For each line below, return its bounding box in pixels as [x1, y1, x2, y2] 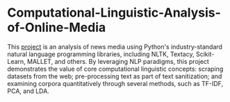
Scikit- [195, 50, 215, 58]
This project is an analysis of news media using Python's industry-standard [7, 42, 222, 51]
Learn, [7, 57, 26, 65]
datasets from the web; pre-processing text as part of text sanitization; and [7, 71, 222, 80]
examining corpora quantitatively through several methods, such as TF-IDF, [7, 79, 224, 87]
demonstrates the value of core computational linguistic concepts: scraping [7, 65, 224, 73]
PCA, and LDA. [7, 87, 50, 95]
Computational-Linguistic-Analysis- [7, 5, 221, 21]
